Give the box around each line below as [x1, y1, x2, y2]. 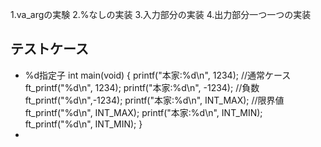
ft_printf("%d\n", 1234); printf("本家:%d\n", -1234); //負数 [24, 81, 260, 93]
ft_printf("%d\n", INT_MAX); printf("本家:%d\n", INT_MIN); [24, 106, 263, 118]
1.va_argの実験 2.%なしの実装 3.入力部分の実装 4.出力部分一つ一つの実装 [10, 9, 312, 20]
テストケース [10, 41, 89, 58]
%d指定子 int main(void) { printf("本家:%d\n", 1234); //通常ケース [24, 69, 292, 81]
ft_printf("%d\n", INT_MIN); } [24, 118, 143, 130]
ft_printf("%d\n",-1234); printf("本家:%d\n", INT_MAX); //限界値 [24, 94, 285, 106]
